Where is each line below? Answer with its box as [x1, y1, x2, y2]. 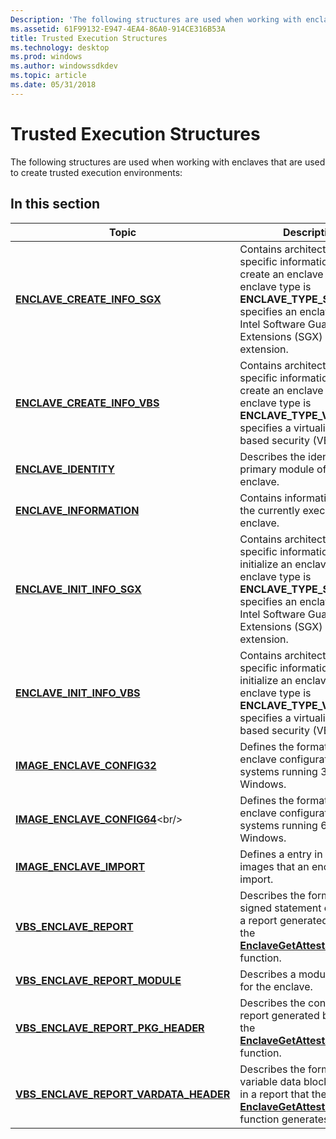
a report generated [239, 913, 329, 927]
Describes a [239, 967, 297, 981]
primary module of [239, 462, 327, 476]
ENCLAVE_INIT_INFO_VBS [15, 686, 141, 700]
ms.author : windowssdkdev [10, 61, 118, 71]
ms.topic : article [10, 71, 87, 81]
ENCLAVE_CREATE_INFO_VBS [15, 396, 160, 410]
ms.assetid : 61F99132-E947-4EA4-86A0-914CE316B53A [10, 24, 226, 34]
